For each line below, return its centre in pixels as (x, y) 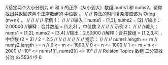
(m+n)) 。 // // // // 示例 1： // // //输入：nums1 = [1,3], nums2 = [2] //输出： (83, 20)
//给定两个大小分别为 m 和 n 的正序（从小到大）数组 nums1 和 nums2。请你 (84, 7)
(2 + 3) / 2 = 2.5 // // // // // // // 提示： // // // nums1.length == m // (89, 39)
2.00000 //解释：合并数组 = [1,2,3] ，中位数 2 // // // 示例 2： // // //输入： (82, 26)
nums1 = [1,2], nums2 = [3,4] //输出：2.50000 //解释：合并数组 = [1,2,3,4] (82, 33)
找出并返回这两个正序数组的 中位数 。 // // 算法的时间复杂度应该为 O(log (80, 14)
